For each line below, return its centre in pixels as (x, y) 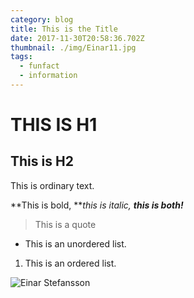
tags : (21, 57)
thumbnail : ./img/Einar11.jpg (73, 47)
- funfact (39, 66)
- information (48, 76)
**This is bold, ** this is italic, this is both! (97, 205)
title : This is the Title (64, 29)
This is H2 (42, 161)
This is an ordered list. (70, 263)
